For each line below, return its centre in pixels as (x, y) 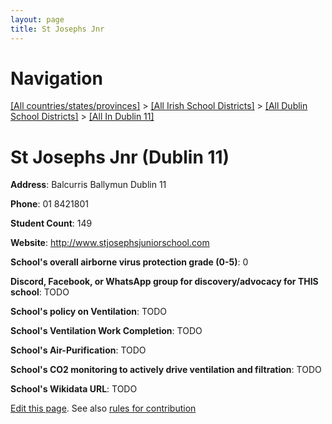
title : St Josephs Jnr (57, 29)
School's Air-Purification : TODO (78, 350)
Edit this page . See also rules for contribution (103, 408)
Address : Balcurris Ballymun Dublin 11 (88, 185)
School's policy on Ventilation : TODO (89, 312)
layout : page (37, 19)
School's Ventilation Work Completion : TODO (106, 331)
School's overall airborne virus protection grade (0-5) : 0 (129, 262)
